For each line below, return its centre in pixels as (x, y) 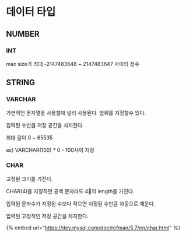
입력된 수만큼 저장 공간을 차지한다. (45, 125)
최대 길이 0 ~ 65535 (29, 137)
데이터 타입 (31, 12)
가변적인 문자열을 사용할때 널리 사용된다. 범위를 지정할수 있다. (76, 113)
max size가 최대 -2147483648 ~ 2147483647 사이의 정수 (73, 64)
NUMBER (23, 34)
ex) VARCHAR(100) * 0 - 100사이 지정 (50, 150)
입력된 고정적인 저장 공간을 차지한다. (47, 216)
